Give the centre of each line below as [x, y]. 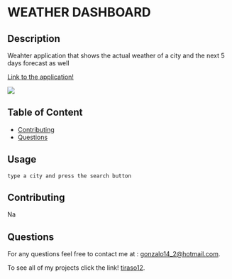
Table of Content [45, 113]
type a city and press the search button [70, 176]
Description [34, 39]
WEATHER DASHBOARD [79, 12]
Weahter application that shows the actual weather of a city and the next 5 [116, 55]
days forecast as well [38, 63]
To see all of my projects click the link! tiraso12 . [76, 268]
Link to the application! [41, 77]
